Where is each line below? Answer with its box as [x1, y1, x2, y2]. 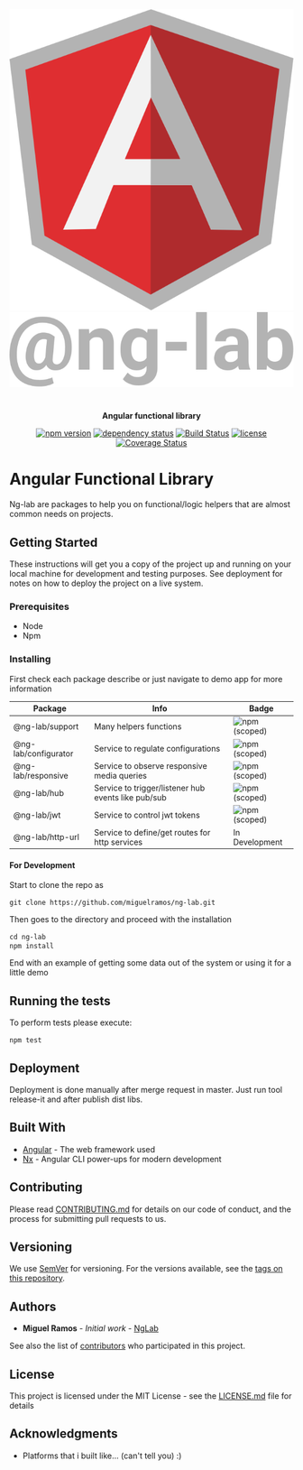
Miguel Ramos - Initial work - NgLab [22, 1323, 160, 1334]
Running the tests [9, 993, 111, 1009]
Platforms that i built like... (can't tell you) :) [22, 1450, 182, 1461]
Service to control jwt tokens [94, 809, 200, 820]
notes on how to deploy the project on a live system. [9, 578, 204, 589]
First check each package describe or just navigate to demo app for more [9, 673, 283, 684]
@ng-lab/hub [13, 787, 65, 798]
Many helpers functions [94, 721, 182, 732]
